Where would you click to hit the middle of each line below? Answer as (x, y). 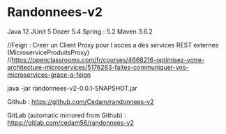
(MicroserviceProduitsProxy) (48, 52)
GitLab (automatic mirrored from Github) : (67, 115)
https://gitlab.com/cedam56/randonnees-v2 (71, 122)
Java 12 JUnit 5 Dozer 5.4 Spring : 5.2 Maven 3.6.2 (80, 31)
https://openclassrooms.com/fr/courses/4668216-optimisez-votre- (108, 59)
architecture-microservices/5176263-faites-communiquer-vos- (98, 67)
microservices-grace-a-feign (49, 75)
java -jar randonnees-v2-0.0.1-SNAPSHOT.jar (72, 88)
